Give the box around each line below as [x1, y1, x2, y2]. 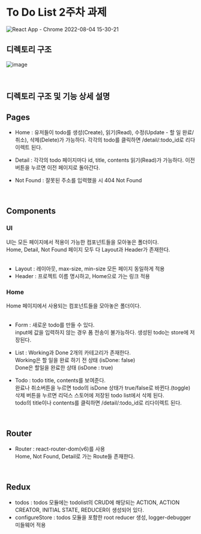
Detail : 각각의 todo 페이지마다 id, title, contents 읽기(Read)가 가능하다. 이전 [14, 156, 195, 164]
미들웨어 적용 [14, 521, 46, 528]
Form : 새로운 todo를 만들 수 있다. [14, 321, 95, 328]
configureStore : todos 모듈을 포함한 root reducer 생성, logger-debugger [14, 514, 191, 521]
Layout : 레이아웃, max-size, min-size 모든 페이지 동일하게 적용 [14, 265, 165, 272]
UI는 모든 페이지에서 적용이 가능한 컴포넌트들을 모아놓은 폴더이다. [6, 238, 159, 246]
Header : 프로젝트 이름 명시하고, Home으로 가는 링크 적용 [14, 272, 150, 279]
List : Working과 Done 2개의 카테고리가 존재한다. [14, 349, 131, 356]
